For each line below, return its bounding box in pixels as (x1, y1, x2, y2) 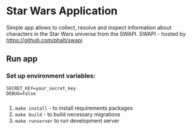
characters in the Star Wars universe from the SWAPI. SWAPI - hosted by (6, 30, 186, 37)
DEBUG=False (6, 91, 36, 97)
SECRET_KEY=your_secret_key (6, 85, 77, 91)
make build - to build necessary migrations (14, 110, 121, 117)
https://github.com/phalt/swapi (6, 36, 83, 44)
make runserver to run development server (14, 117, 120, 124)
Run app (6, 54, 38, 64)
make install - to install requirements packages (14, 104, 133, 112)
